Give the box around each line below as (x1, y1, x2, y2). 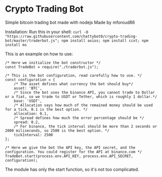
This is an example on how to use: (5, 51, 73, 57)
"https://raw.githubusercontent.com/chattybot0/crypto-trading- (5, 34, 138, 39)
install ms (5, 42, 27, 47)
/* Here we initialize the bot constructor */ (5, 60, 101, 65)
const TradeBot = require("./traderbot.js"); (5, 64, 98, 69)
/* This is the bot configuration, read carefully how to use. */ (5, 73, 142, 78)
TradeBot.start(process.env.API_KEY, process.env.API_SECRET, (5, 154, 133, 159)
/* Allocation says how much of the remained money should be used (14, 103, 153, 108)
